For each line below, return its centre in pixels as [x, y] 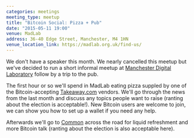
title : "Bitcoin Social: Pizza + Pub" [54, 23]
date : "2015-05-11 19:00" [38, 28]
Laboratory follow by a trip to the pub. [53, 74]
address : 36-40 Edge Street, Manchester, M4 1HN [67, 39]
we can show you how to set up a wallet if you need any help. [81, 111]
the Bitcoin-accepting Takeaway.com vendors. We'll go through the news [96, 92]
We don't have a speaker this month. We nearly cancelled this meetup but [96, 61]
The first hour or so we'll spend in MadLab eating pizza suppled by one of [96, 85]
